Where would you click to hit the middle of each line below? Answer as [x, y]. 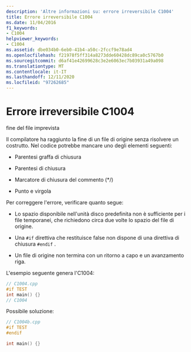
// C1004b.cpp [23, 322]
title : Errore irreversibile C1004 [50, 17]
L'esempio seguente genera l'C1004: [50, 273]
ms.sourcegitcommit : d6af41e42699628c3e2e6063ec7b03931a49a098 [85, 61]
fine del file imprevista [33, 128]
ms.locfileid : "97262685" [37, 83]
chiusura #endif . [35, 244]
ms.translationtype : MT [35, 66]
